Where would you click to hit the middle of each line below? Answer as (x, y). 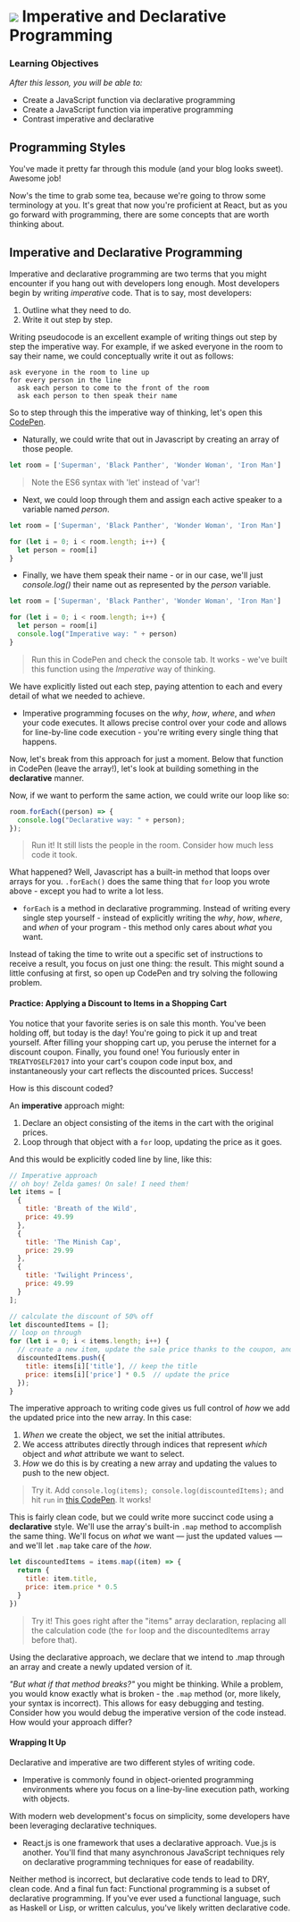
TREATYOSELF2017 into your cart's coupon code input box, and (121, 1061)
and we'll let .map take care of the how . (80, 1545)
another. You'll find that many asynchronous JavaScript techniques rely (154, 1852)
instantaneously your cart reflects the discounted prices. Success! (131, 1071)
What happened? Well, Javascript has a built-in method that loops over (140, 872)
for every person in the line (66, 381)
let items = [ (36, 1192)
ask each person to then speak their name (97, 396)
